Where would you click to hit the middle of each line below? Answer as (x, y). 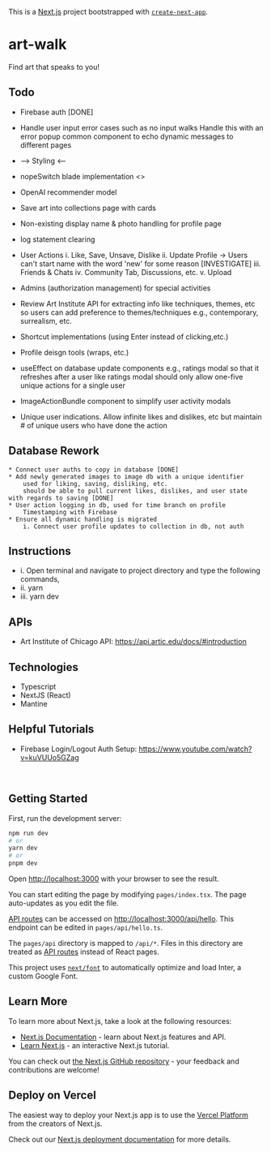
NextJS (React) (45, 695)
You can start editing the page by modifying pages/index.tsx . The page (127, 894)
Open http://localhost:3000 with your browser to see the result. (114, 879)
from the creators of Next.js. (55, 1124)
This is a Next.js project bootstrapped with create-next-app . (108, 12)
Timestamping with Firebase (70, 512)
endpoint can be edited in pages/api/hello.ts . (86, 927)
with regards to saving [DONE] (61, 498)
